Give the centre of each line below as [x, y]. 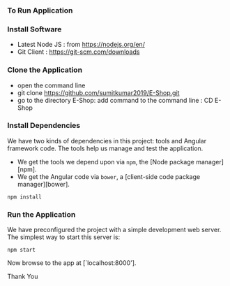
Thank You [23, 277]
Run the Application [41, 214]
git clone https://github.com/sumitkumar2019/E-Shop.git [98, 92]
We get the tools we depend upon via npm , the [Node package [106, 162]
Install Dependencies [44, 126]
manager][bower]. [43, 184]
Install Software [34, 29]
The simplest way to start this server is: [64, 237]
